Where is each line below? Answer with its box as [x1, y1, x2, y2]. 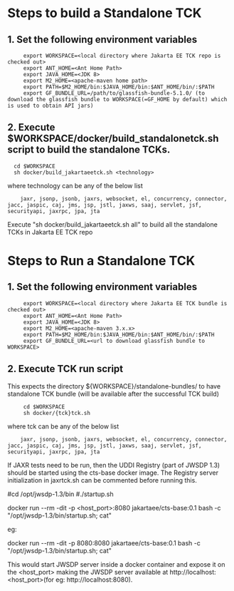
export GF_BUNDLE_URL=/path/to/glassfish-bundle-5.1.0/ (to [23, 90, 205, 97]
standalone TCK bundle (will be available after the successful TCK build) [7, 389, 219, 398]
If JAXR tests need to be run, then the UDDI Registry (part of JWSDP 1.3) [7, 461, 220, 469]
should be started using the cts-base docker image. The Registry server [7, 468, 219, 477]
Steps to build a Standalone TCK [7, 5, 202, 21]
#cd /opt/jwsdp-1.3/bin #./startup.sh [7, 490, 114, 498]
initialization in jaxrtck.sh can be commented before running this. [7, 476, 197, 484]
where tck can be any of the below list [7, 422, 119, 431]
